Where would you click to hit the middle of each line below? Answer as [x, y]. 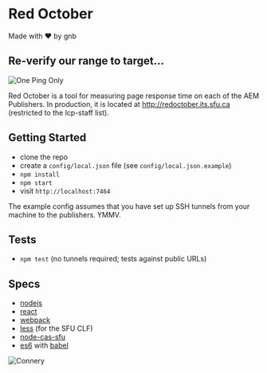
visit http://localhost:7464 [65, 190]
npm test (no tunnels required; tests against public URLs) [113, 259]
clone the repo [44, 157]
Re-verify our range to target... [86, 61]
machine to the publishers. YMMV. [65, 214]
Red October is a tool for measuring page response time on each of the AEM [134, 96]
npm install [39, 175]
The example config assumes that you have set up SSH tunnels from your [129, 206]
